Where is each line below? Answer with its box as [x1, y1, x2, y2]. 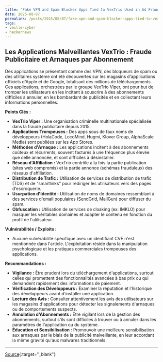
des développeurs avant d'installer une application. [12, 290, 114, 296]
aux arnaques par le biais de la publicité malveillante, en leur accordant [12, 332, 154, 338]
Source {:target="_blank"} [5, 351, 56, 357]
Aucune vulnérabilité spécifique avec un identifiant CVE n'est [12, 235, 134, 241]
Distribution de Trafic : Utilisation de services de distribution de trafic [12, 175, 152, 181]
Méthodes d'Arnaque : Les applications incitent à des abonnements [12, 144, 149, 150]
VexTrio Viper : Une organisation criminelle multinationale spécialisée [12, 118, 152, 124]
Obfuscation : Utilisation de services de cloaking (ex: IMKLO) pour [12, 206, 146, 212]
